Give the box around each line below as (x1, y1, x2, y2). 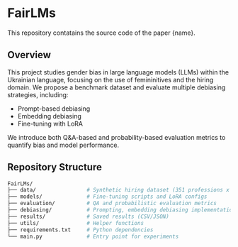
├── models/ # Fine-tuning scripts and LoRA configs (7, 193, 208, 200)
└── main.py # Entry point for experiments (7, 233, 179, 240)
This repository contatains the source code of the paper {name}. (7, 28, 196, 37)
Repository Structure (7, 161, 103, 173)
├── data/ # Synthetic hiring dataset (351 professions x (7, 187, 230, 194)
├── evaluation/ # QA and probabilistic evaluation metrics (7, 200, 217, 207)
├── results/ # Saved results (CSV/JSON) (7, 213, 170, 220)
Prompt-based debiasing (17, 104, 91, 113)
